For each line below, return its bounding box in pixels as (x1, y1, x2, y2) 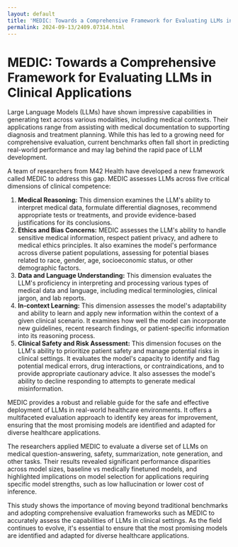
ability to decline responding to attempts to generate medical (17, 377, 196, 386)
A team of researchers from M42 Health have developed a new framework (7, 167, 225, 175)
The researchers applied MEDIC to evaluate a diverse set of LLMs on (7, 442, 208, 451)
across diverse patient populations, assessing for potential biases (17, 249, 209, 257)
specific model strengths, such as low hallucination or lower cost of (7, 480, 204, 489)
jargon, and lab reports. (17, 294, 86, 303)
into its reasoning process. (17, 332, 96, 340)
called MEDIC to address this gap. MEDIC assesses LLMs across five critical (7, 175, 230, 183)
